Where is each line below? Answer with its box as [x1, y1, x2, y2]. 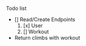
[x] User [23, 22, 43, 29]
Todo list [6, 5, 27, 11]
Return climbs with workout [14, 34, 80, 41]
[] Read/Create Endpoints [14, 16, 76, 22]
